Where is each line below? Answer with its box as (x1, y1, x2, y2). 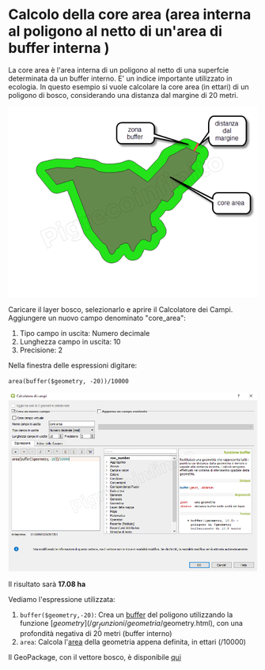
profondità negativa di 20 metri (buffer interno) (19, 629, 172, 638)
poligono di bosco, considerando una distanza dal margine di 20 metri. (8, 90, 239, 100)
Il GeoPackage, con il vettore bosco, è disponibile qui (8, 653, 182, 662)
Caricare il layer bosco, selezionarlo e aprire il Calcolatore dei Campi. (8, 304, 233, 314)
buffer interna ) (8, 40, 110, 57)
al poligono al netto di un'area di (8, 22, 223, 40)
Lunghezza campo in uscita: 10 (19, 337, 121, 346)
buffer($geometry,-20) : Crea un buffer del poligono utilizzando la (19, 610, 233, 619)
